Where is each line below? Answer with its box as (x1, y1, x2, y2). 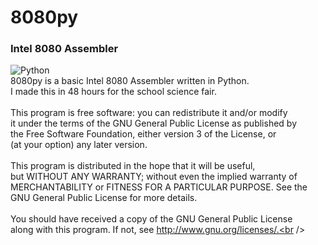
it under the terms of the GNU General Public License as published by (10, 117, 298, 130)
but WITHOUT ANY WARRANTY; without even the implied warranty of (10, 171, 298, 183)
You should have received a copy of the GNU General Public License (10, 213, 293, 225)
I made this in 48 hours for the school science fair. (10, 86, 217, 98)
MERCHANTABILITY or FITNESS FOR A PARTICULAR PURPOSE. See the (10, 181, 308, 193)
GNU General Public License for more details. (10, 192, 198, 204)
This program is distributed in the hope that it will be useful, (10, 160, 256, 172)
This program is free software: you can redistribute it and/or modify (10, 107, 288, 119)
